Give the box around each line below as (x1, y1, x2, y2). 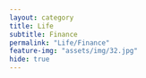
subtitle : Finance (9, 30, 78, 39)
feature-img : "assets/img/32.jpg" (9, 47, 139, 56)
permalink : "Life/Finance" (9, 38, 110, 48)
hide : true (9, 55, 50, 64)
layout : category (9, 13, 74, 22)
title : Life (9, 22, 54, 30)
